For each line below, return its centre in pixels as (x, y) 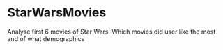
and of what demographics (46, 38)
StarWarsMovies (57, 13)
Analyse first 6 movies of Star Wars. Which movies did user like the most (111, 32)
